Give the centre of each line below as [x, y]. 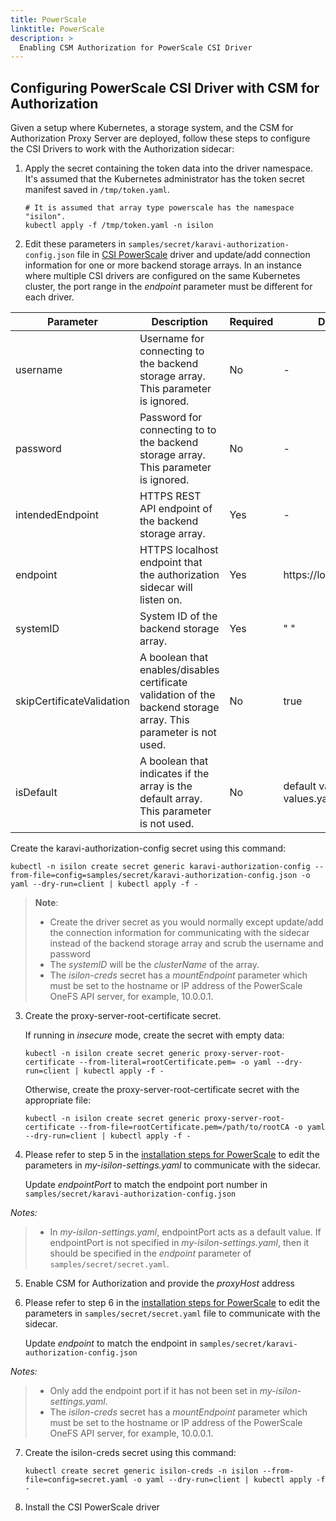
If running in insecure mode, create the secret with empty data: [154, 1035]
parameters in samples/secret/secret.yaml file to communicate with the [172, 1313]
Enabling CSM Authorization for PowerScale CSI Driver [136, 47]
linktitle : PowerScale [57, 29]
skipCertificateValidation [72, 701]
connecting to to [178, 430]
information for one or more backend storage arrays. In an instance [163, 265]
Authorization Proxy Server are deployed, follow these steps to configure [160, 138]
